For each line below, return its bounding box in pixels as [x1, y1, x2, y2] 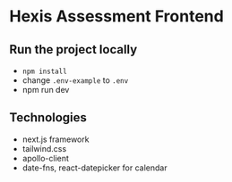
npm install [21, 67, 67, 76]
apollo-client [21, 153, 70, 163]
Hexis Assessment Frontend [9, 6, 224, 27]
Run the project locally [9, 42, 138, 57]
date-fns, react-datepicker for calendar [21, 162, 168, 173]
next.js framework [21, 134, 90, 145]
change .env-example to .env [21, 75, 129, 86]
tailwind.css [21, 143, 67, 153]
